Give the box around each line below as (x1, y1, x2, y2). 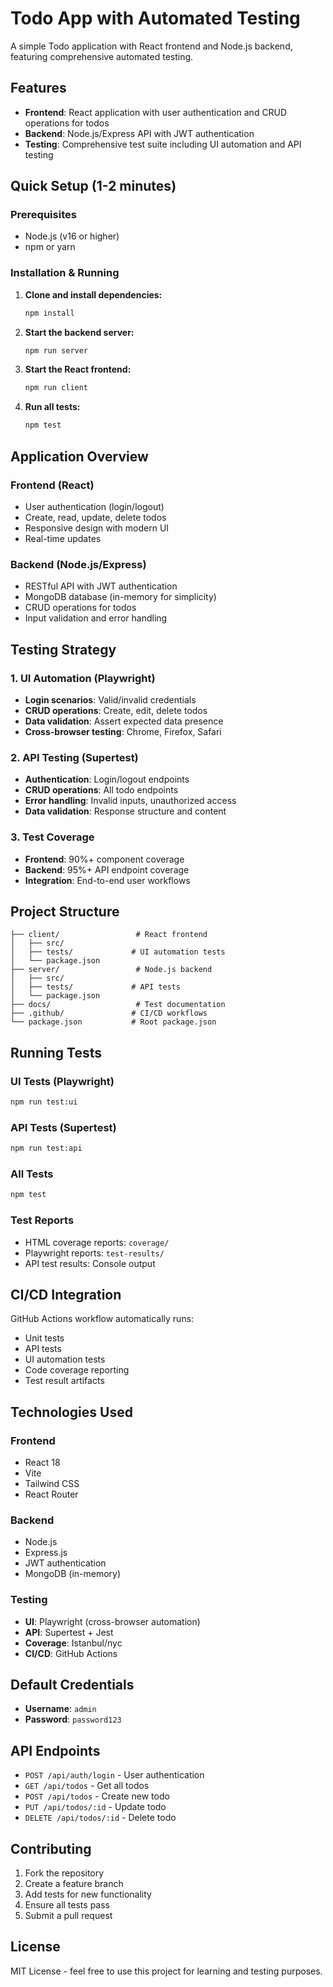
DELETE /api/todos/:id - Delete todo (24, 1812, 177, 1824)
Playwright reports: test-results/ (24, 1247, 165, 1259)
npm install (24, 308, 75, 318)
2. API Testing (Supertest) (10, 750, 139, 764)
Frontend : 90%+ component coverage (24, 853, 185, 865)
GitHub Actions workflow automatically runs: (10, 1313, 195, 1325)
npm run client (24, 383, 89, 393)
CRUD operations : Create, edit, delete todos (24, 704, 208, 716)
